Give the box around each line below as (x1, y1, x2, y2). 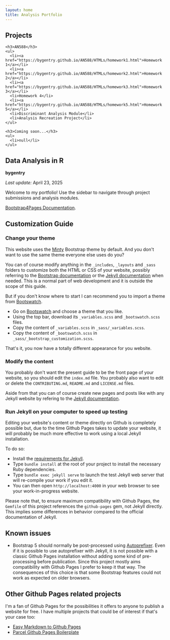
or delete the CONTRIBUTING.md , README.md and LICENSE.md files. (5, 380, 134, 387)
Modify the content (5, 358, 54, 365)
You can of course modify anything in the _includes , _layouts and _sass (5, 261, 156, 268)
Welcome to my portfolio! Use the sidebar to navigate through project (5, 189, 150, 196)
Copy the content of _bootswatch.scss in (12, 330, 97, 336)
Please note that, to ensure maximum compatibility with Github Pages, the (5, 498, 160, 504)
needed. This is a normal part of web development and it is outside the (5, 278, 153, 284)
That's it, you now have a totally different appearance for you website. (5, 345, 152, 351)
